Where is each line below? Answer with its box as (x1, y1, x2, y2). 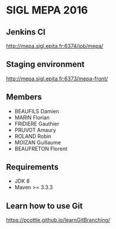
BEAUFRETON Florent (14, 145, 67, 152)
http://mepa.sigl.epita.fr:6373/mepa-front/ (6, 75, 108, 82)
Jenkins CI (6, 27, 46, 37)
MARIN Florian (14, 114, 50, 121)
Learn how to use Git (6, 201, 83, 211)
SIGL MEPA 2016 (6, 4, 88, 17)
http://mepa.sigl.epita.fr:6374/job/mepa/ (6, 42, 104, 49)
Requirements (6, 162, 59, 172)
